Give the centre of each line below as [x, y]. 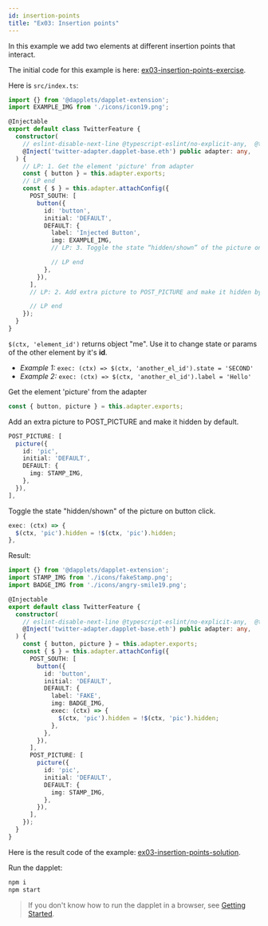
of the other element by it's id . [58, 352]
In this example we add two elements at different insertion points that [122, 46]
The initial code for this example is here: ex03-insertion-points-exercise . [127, 69]
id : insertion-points [44, 16]
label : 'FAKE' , [76, 696]
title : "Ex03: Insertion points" [64, 23]
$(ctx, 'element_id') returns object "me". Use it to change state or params [133, 343]
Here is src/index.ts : [43, 85]
